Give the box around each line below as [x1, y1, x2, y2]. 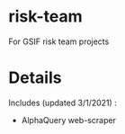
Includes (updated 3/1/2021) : [8, 97, 118, 108]
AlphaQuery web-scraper [21, 114, 116, 125]
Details [8, 67, 62, 88]
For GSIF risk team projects [8, 36, 110, 47]
